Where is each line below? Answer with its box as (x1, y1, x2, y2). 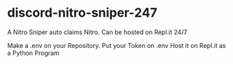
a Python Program (7, 49, 59, 57)
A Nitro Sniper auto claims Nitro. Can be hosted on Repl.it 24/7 (7, 28, 188, 36)
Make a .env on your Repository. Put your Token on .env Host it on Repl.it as (7, 41, 226, 49)
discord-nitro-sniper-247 (7, 5, 157, 21)
